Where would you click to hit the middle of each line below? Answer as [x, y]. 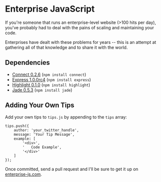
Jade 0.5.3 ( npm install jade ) [42, 90]
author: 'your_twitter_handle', [46, 130]
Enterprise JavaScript [50, 9]
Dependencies [27, 63]
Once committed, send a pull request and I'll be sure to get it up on [72, 169]
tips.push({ [17, 126]
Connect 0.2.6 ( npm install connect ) [49, 74]
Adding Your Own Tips [40, 105]
